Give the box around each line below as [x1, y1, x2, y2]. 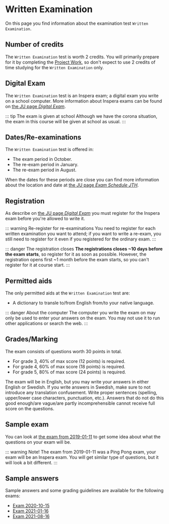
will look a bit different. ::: [5, 459, 58, 465]
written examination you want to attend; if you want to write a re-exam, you [5, 231, 161, 237]
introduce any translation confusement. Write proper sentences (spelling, [5, 389, 157, 395]
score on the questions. [5, 405, 54, 411]
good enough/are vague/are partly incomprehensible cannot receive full [5, 400, 155, 406]
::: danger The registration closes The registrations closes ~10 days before [5, 246, 163, 252]
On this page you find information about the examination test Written [5, 20, 149, 26]
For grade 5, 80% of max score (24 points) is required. [12, 369, 126, 375]
